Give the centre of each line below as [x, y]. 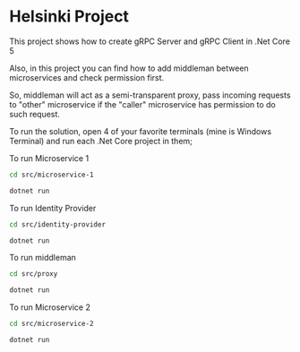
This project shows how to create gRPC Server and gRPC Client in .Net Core [150, 41]
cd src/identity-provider [57, 224]
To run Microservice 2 [50, 307]
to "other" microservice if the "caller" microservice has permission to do [142, 104]
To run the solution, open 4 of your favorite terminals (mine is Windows [140, 131]
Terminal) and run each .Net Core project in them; [101, 141]
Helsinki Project [69, 17]
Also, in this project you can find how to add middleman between [129, 68]
